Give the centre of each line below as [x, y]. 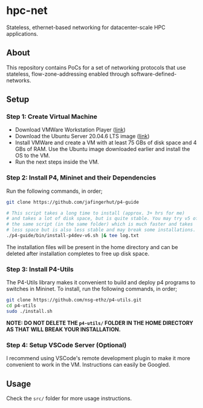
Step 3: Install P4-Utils [40, 269]
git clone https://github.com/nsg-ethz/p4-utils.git [74, 300]
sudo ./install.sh [29, 312]
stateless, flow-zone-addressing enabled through [68, 74]
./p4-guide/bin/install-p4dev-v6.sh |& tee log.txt [72, 236]
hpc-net [27, 11]
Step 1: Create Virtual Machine [52, 117]
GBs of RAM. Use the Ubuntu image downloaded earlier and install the [102, 149]
